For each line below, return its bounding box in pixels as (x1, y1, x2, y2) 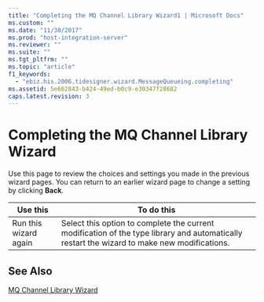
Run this (12, 218, 42, 229)
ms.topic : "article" (8, 63, 76, 71)
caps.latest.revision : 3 (8, 92, 90, 100)
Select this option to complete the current (60, 218, 214, 229)
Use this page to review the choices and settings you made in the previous (8, 169, 250, 178)
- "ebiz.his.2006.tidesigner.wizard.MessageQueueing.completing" (15, 77, 234, 85)
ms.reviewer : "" (8, 41, 61, 49)
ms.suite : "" (8, 48, 51, 56)
